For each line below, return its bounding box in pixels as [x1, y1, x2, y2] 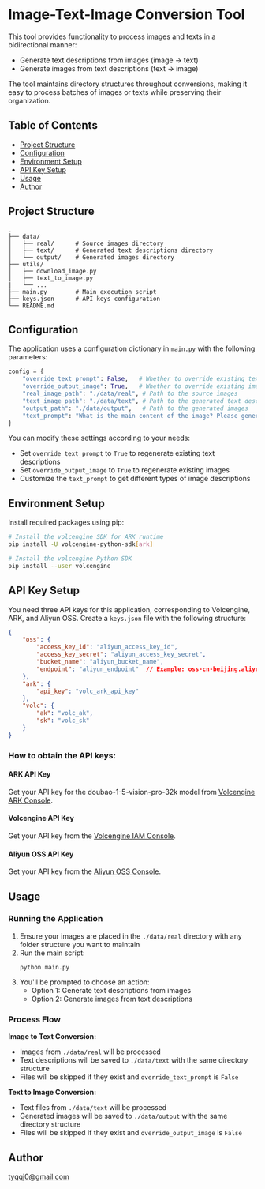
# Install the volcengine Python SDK [8, 555, 132, 563]
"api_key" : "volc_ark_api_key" [36, 687, 140, 695]
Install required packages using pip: [8, 517, 125, 527]
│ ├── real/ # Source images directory [8, 239, 164, 247]
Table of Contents [8, 119, 99, 132]
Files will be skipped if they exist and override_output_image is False [19, 1128, 243, 1138]
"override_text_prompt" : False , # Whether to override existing [22, 375, 245, 383]
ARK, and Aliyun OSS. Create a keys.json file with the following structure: [8, 613, 247, 623]
